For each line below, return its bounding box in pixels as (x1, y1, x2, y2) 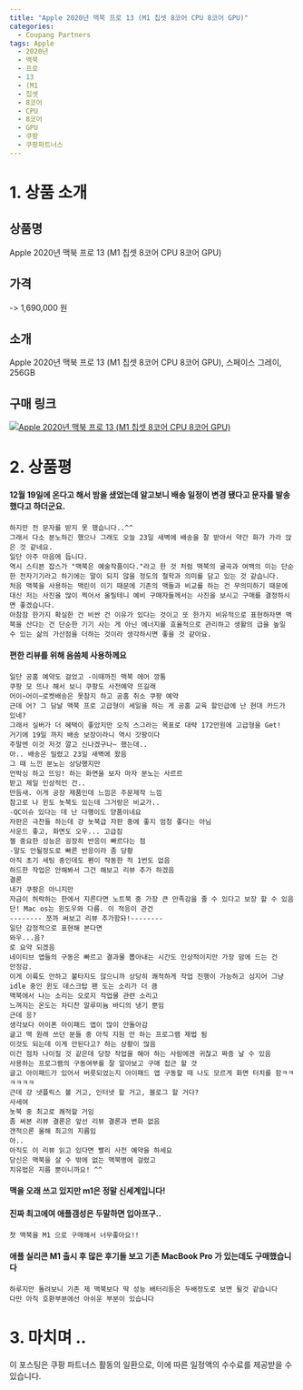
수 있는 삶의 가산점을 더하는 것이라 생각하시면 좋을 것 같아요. (9, 630, 212, 639)
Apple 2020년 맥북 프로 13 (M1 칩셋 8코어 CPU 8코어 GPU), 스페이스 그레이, (9, 357, 282, 368)
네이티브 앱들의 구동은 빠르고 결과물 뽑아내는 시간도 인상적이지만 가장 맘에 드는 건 (9, 952, 279, 962)
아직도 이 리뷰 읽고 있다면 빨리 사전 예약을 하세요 (9, 1145, 172, 1155)
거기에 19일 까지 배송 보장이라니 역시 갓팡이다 (9, 730, 161, 740)
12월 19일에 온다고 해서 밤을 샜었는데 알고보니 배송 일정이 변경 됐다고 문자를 (9, 489, 274, 500)
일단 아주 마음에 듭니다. (9, 552, 89, 561)
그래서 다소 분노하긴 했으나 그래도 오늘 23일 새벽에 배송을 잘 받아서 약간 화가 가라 (9, 533, 282, 542)
